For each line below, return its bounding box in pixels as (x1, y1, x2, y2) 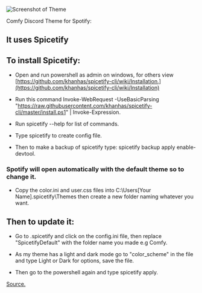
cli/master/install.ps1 (14, 109, 66, 116)
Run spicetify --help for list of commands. (14, 121, 119, 128)
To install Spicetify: (6, 55, 81, 66)
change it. (6, 172, 37, 181)
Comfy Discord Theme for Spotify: (6, 17, 92, 24)
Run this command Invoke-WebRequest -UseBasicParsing (14, 96, 160, 103)
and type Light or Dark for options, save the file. (14, 257, 134, 265)
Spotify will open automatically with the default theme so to (6, 165, 185, 174)
